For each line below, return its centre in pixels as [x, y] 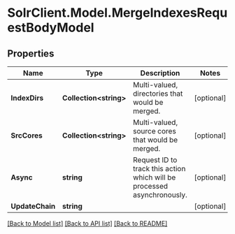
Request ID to [155, 160]
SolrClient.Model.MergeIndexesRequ [117, 13]
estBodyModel [51, 28]
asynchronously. [160, 195]
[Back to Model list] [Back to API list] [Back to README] [87, 224]
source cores [154, 131]
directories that [158, 94]
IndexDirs [27, 98]
